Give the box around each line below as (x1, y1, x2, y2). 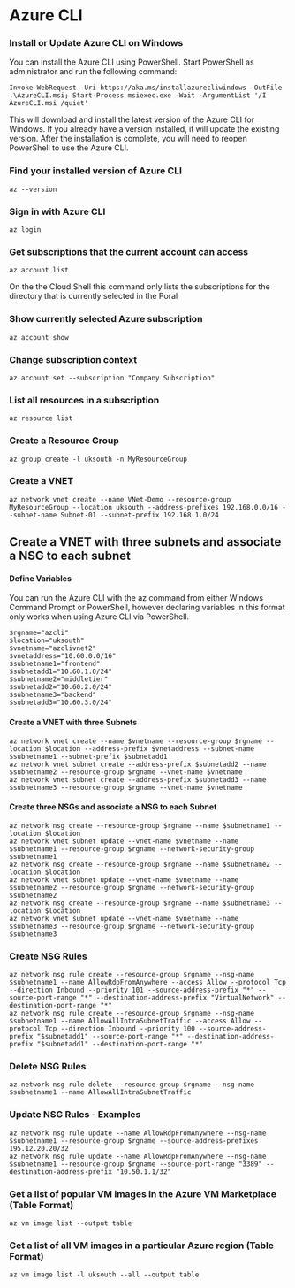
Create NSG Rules (9, 950, 87, 962)
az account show (9, 333, 69, 341)
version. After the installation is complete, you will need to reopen (9, 134, 247, 144)
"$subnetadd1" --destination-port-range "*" (36, 1040, 203, 1049)
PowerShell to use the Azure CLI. (9, 142, 130, 153)
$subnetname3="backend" (9, 691, 97, 700)
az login (9, 226, 42, 234)
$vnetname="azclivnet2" (9, 644, 97, 653)
